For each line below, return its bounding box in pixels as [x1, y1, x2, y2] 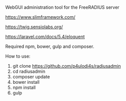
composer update [12, 74, 50, 80]
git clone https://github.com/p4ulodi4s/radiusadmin [12, 63, 121, 69]
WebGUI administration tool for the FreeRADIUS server [5, 5, 119, 10]
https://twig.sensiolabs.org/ [5, 24, 64, 30]
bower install [12, 79, 40, 85]
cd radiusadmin [12, 68, 46, 74]
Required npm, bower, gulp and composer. [5, 43, 94, 49]
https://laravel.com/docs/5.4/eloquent [5, 34, 85, 39]
